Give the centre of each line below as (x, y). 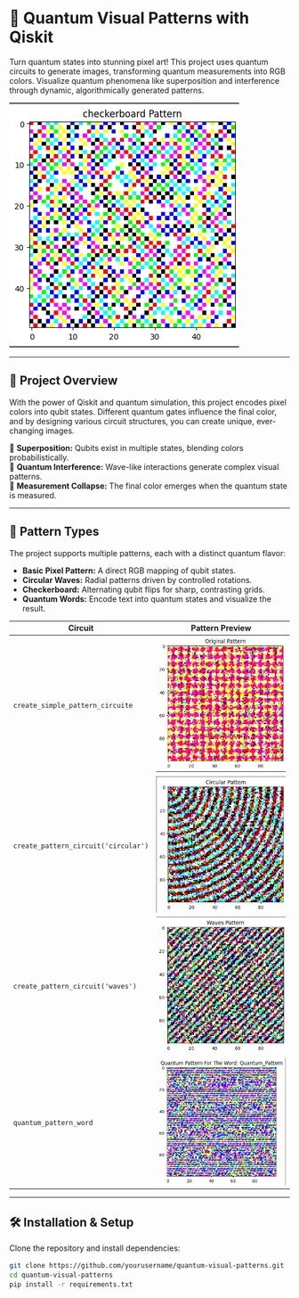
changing (27, 431)
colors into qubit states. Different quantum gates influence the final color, (143, 411)
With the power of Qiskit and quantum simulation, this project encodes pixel (148, 402)
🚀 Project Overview (64, 381)
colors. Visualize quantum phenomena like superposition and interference (145, 80)
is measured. (33, 495)
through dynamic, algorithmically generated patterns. (107, 90)
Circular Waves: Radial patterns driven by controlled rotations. (137, 579)
